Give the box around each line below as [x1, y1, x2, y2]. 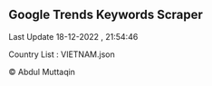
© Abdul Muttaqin [8, 66, 76, 77]
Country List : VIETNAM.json [8, 49, 115, 60]
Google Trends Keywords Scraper [8, 7, 203, 23]
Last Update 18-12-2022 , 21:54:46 [8, 31, 139, 42]
